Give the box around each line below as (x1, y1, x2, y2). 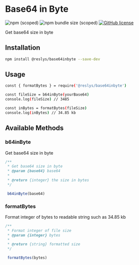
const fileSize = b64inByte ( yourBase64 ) (5, 92, 90, 97)
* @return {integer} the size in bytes (7, 178, 90, 183)
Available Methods (5, 124, 64, 132)
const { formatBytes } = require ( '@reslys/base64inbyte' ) (5, 83, 127, 88)
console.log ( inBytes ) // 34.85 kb (5, 110, 76, 115)
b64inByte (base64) (7, 191, 45, 196)
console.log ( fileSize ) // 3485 (5, 97, 69, 102)
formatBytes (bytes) (7, 255, 48, 261)
